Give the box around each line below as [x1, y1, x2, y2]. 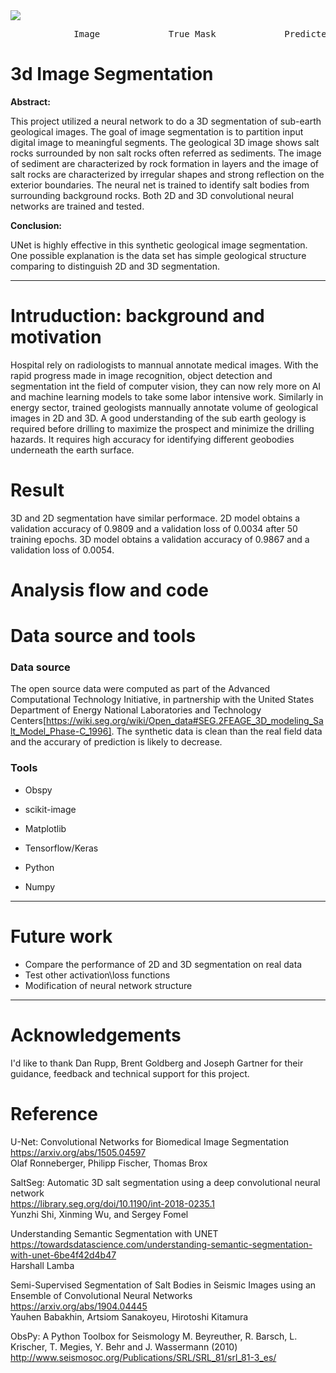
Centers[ [10, 715, 47, 727]
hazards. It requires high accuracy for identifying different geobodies [10, 433, 295, 445]
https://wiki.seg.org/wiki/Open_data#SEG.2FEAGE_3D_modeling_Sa [46, 715, 324, 727]
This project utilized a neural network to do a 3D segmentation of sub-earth [10, 115, 322, 127]
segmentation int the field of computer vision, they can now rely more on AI [10, 380, 322, 392]
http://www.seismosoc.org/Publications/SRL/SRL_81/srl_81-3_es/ [10, 1351, 277, 1363]
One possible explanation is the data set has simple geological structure [10, 249, 307, 261]
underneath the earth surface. [10, 444, 135, 456]
